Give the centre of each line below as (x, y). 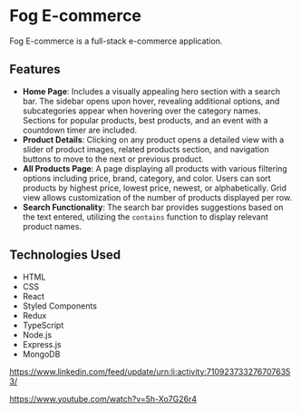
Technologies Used (65, 255)
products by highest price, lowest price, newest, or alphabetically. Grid (155, 188)
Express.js (42, 344)
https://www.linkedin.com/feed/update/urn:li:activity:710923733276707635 (150, 371)
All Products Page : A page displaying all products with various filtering (155, 168)
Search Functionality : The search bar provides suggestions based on (153, 207)
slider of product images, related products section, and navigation (146, 149)
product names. (52, 226)
